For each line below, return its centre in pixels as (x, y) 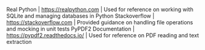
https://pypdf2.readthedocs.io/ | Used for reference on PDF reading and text (103, 35)
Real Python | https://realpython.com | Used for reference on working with (100, 9)
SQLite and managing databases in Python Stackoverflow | (80, 16)
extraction (19, 42)
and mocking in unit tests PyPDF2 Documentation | (70, 29)
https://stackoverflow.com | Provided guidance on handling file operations (100, 22)
